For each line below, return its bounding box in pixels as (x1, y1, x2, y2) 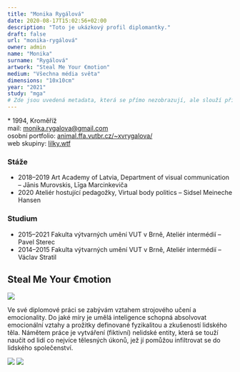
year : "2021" (7, 84, 46, 91)
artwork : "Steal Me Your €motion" (7, 64, 111, 71)
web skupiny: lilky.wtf (7, 139, 71, 147)
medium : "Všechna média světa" (7, 70, 101, 77)
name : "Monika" (7, 51, 53, 58)
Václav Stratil (17, 253, 57, 261)
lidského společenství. (7, 343, 74, 352)
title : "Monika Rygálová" (7, 10, 84, 18)
